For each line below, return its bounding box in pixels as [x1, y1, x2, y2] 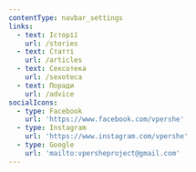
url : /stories [25, 38, 78, 48]
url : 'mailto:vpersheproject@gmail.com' [25, 148, 181, 157]
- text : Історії [16, 30, 78, 39]
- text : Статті [16, 47, 75, 56]
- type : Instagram [16, 124, 88, 133]
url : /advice [25, 89, 75, 98]
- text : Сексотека [16, 65, 88, 74]
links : [8, 22, 34, 31]
